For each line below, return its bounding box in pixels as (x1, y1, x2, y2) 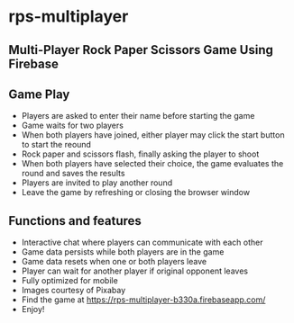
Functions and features (8, 213, 142, 229)
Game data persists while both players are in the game (21, 247, 225, 257)
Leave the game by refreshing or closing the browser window (21, 187, 250, 198)
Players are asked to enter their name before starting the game (21, 111, 255, 121)
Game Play (8, 86, 70, 102)
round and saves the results (21, 168, 125, 179)
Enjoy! (21, 304, 45, 315)
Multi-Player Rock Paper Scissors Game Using (8, 42, 274, 58)
